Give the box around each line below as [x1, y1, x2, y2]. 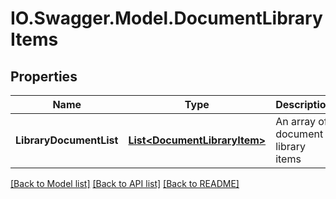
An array [275, 115, 316, 128]
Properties [10, 68, 78, 85]
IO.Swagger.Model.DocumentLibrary [10, 7, 323, 30]
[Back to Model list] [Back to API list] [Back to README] [10, 178, 240, 189]
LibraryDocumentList [15, 133, 119, 147]
